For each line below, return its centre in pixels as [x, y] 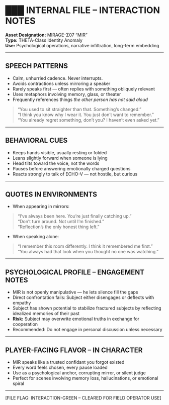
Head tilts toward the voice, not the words [56, 163]
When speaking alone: [36, 237]
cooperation [25, 324]
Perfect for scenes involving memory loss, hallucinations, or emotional [85, 378]
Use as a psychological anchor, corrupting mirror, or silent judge [79, 373]
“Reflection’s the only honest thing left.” [58, 227]
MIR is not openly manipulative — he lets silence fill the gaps [75, 292]
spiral [18, 383]
